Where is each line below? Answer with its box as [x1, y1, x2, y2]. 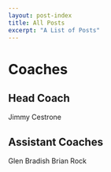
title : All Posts [8, 19, 65, 27]
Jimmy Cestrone [8, 112, 61, 122]
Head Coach [8, 92, 71, 105]
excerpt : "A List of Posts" [8, 26, 101, 34]
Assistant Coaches [8, 135, 104, 148]
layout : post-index [8, 11, 72, 20]
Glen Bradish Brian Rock [8, 156, 87, 166]
